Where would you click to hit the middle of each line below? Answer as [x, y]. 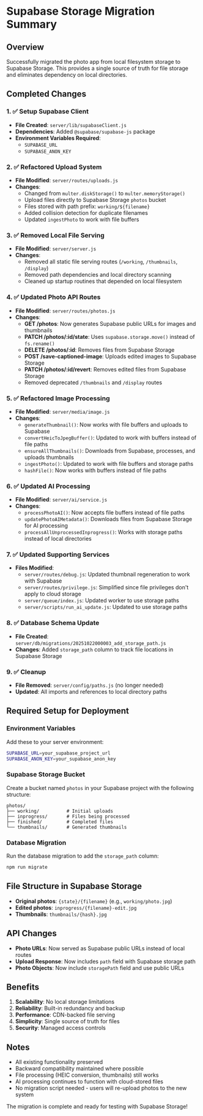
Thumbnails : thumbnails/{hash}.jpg [61, 914]
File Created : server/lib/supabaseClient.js [71, 125]
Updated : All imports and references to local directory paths [91, 692]
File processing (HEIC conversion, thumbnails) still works [87, 1075]
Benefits [23, 987]
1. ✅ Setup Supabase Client [47, 112]
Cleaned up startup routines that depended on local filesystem [103, 281]
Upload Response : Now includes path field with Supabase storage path [105, 961]
